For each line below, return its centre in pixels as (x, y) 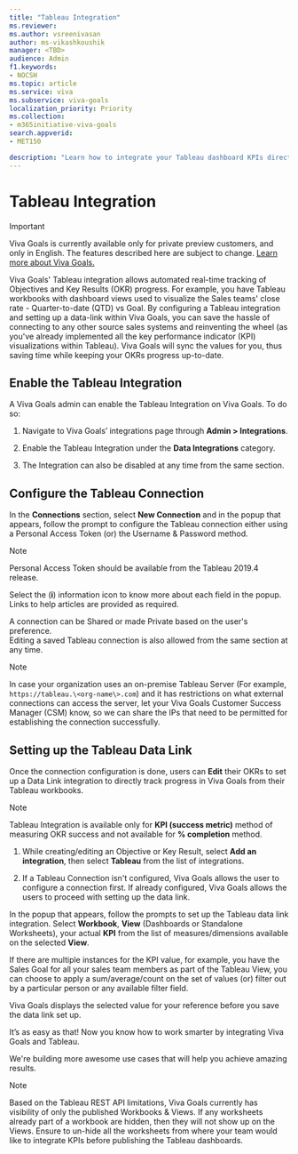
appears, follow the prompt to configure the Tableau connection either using (149, 525)
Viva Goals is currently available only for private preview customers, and (141, 243)
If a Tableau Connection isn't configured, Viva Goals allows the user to (150, 878)
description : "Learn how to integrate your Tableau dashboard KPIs (137, 157)
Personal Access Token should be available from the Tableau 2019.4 (134, 568)
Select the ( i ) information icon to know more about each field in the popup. (145, 595)
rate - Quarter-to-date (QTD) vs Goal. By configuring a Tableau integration (145, 308)
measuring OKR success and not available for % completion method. (136, 834)
